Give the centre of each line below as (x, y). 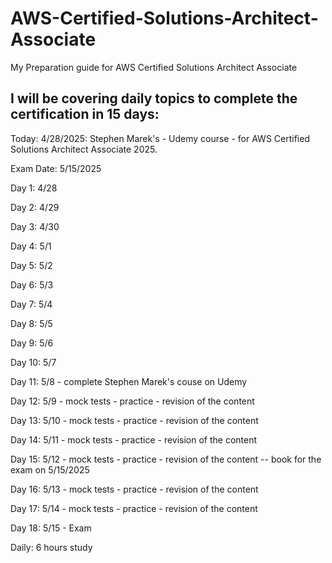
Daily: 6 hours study (51, 547)
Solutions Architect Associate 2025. (84, 149)
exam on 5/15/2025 (50, 469)
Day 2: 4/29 (35, 207)
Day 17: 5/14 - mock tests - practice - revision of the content (134, 508)
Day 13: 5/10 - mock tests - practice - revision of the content (134, 420)
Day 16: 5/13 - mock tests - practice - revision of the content (134, 489)
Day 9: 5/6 (32, 343)
